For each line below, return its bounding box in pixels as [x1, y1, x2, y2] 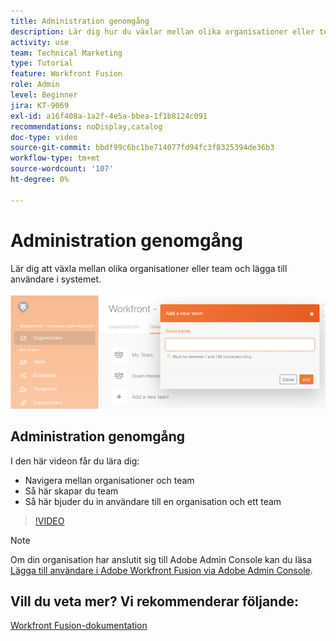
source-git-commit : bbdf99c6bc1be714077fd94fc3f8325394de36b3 [10, 143, 275, 153]
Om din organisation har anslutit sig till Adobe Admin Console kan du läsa [10, 553, 313, 565]
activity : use [10, 37, 70, 47]
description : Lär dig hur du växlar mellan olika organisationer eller [10, 26, 315, 37]
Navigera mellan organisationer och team [24, 474, 195, 486]
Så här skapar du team [24, 485, 119, 497]
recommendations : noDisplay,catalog [10, 121, 163, 132]
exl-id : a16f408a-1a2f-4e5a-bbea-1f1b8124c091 [10, 111, 208, 121]
